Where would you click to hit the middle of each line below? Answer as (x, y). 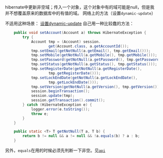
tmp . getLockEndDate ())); (73, 82)
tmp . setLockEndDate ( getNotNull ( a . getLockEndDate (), (84, 78)
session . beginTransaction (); (60, 91)
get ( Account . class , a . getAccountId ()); (89, 46)
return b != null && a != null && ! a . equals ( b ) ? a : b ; (81, 136)
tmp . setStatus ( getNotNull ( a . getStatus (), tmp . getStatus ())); (94, 64)
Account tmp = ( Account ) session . (66, 42)
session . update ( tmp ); (53, 96)
